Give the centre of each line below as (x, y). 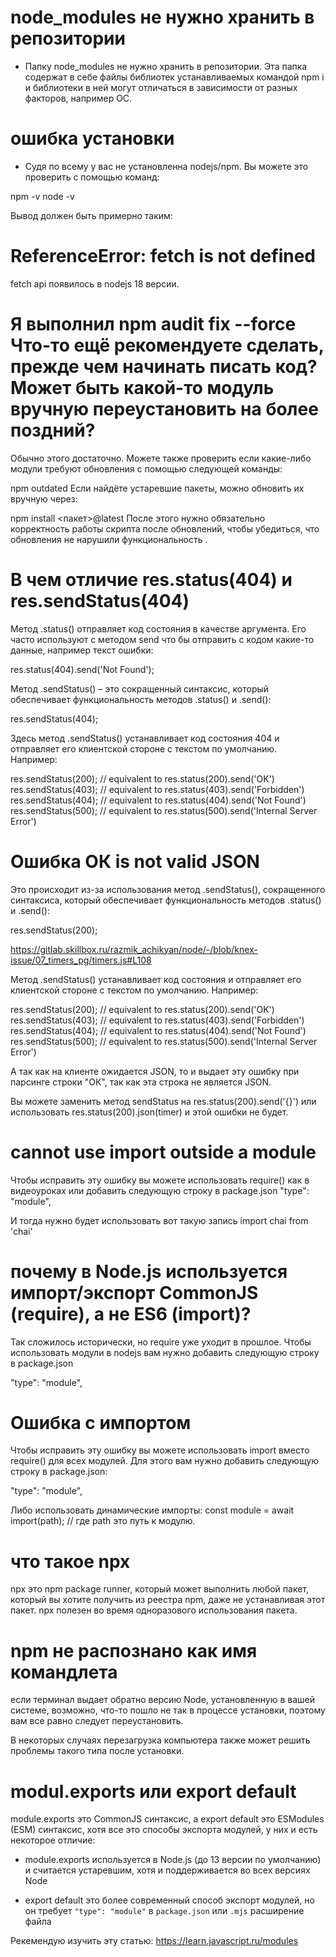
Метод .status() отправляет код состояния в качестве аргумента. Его (158, 628)
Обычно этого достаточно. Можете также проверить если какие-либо (161, 458)
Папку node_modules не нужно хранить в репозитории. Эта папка (166, 66)
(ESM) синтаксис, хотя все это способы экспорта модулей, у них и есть (164, 1830)
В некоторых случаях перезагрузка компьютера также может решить (160, 1740)
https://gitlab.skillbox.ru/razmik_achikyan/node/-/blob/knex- (134, 949)
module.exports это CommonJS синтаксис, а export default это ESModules (167, 1819)
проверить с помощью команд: (92, 177)
